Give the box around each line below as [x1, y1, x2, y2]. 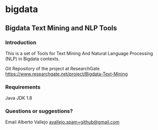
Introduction [5, 39, 36, 46]
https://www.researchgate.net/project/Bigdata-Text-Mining [5, 71, 128, 77]
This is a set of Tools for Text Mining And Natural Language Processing [5, 50, 153, 56]
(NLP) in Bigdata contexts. [5, 56, 60, 62]
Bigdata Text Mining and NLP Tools [5, 24, 117, 32]
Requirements [5, 83, 41, 91]
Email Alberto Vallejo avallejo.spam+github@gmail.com [5, 119, 120, 125]
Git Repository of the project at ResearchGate [5, 65, 100, 71]
